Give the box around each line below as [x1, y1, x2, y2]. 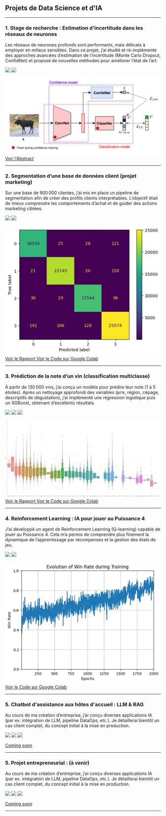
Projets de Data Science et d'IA [5, 4, 103, 12]
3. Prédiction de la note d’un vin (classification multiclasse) [5, 373, 150, 380]
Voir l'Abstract [5, 155, 34, 161]
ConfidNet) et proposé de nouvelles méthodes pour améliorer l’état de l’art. [5, 58, 158, 64]
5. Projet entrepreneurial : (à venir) [5, 759, 90, 766]
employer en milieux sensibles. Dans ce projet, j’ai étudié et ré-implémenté [5, 47, 157, 53]
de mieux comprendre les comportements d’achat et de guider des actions [5, 200, 157, 206]
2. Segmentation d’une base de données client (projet [5, 172, 137, 179]
